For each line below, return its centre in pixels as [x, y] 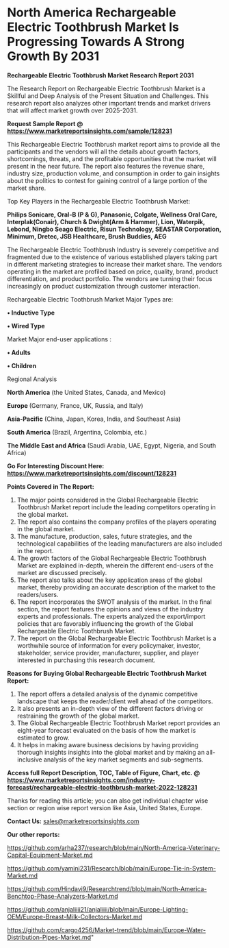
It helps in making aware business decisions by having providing [108, 744]
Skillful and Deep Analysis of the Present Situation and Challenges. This [108, 96]
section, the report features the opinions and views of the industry [110, 609]
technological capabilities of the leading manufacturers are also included [119, 544]
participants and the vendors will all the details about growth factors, [104, 151]
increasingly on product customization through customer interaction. [104, 286]
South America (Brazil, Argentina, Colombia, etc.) [77, 432]
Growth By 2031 [53, 57]
